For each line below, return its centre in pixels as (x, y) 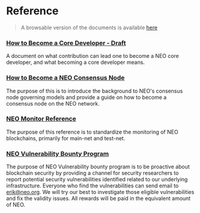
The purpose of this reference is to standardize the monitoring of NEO (92, 132)
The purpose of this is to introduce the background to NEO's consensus (95, 91)
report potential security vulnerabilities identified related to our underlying (97, 180)
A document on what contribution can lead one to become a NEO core (93, 56)
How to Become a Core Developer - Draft (66, 43)
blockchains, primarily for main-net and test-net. (66, 138)
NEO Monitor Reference (41, 119)
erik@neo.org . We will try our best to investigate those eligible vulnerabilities (100, 192)
